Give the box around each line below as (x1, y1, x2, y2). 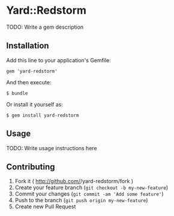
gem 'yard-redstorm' (6, 68, 58, 74)
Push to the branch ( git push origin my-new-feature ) (14, 197, 148, 204)
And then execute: (6, 78, 52, 86)
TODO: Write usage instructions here (6, 144, 97, 151)
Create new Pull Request (14, 203, 76, 210)
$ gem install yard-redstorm (6, 112, 79, 118)
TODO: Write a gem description (6, 23, 84, 31)
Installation (6, 41, 49, 51)
